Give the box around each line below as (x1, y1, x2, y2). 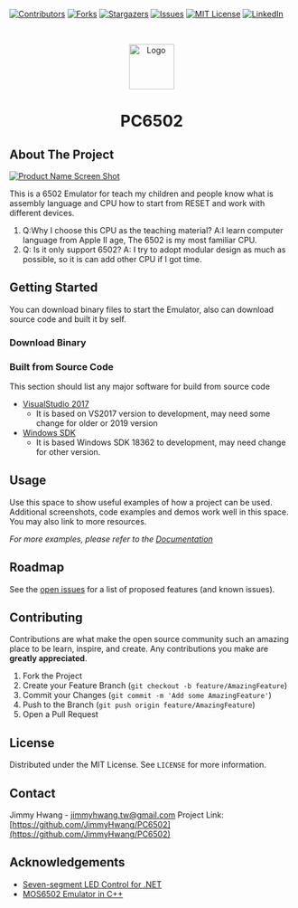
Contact (9, 785, 56, 800)
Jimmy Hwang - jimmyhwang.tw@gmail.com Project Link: (9, 809, 224, 820)
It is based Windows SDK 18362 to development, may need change (35, 437, 286, 448)
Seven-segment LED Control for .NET (22, 878, 163, 890)
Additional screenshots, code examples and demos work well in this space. (9, 506, 289, 517)
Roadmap (9, 560, 65, 575)
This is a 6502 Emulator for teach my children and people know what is (9, 188, 274, 199)
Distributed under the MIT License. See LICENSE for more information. (9, 760, 266, 771)
